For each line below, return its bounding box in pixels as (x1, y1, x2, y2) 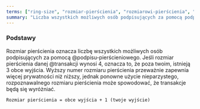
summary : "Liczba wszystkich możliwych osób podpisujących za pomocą (6, 14, 183, 20)
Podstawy (6, 34, 36, 42)
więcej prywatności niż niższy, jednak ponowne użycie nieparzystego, (6, 73, 179, 80)
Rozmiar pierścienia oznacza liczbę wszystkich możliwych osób (6, 47, 163, 54)
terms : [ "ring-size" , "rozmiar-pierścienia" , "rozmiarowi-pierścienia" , (6, 8, 190, 15)
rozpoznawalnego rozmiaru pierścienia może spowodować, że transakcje (6, 79, 186, 86)
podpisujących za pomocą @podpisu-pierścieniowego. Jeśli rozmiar (6, 54, 174, 61)
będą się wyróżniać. (6, 85, 55, 92)
